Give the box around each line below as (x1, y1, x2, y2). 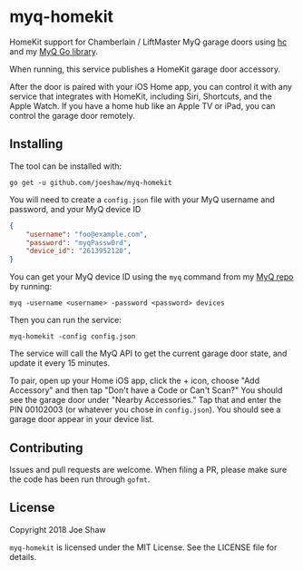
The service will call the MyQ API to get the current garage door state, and (9, 348, 288, 359)
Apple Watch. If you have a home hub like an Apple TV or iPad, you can (9, 100, 276, 111)
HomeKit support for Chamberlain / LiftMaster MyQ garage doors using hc (9, 36, 288, 47)
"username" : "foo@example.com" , (25, 230, 148, 239)
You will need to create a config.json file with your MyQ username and (9, 193, 275, 205)
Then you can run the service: (9, 315, 122, 326)
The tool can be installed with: (9, 161, 122, 172)
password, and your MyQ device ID (9, 203, 142, 214)
